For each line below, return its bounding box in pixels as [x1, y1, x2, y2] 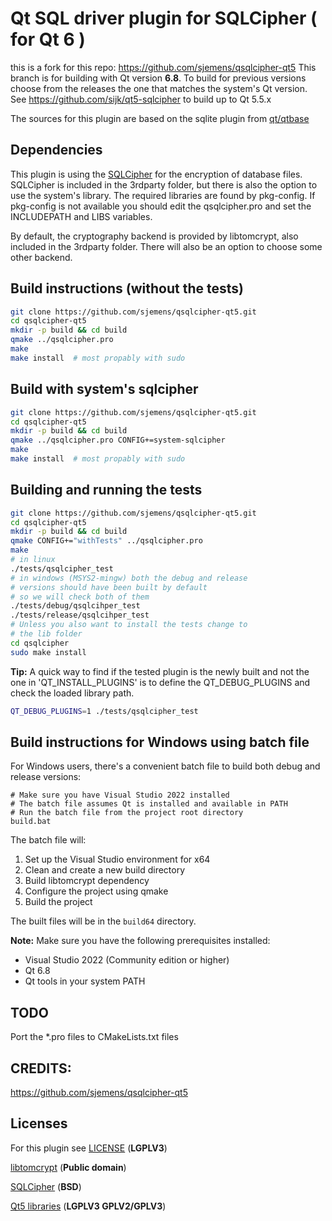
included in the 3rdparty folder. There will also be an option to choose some [10, 240, 323, 252]
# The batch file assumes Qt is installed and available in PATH [10, 799, 288, 809]
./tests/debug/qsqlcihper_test [10, 601, 141, 611]
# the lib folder [10, 629, 83, 639]
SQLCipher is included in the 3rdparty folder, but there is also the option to [10, 178, 318, 191]
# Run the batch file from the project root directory [10, 808, 244, 818]
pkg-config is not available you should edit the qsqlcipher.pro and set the [10, 200, 312, 212]
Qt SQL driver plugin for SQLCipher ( [10, 7, 318, 30]
